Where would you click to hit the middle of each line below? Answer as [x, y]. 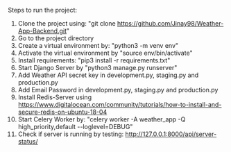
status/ [28, 141]
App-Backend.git [42, 31]
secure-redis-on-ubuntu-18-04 [62, 112]
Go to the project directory [56, 38]
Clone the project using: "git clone [67, 23]
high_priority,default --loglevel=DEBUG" [75, 127]
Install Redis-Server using [55, 97]
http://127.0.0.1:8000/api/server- [171, 134]
